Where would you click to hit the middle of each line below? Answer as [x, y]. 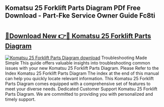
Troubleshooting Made [124, 58]
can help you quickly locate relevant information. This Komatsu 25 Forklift [79, 78]
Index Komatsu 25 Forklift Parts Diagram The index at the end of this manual [82, 73]
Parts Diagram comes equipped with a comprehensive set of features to [78, 84]
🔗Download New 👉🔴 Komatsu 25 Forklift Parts [78, 36]
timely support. [20, 99]
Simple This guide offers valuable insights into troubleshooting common [78, 63]
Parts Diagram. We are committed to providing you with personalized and [79, 94]
